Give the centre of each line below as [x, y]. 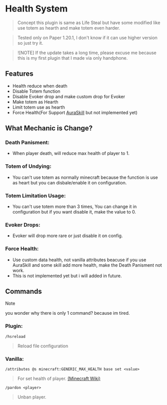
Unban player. [32, 397]
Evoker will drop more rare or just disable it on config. [67, 236]
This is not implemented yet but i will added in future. [67, 276]
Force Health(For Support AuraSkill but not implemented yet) [75, 112]
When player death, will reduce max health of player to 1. [71, 153]
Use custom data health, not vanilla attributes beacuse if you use [79, 260]
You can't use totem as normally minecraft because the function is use [85, 177]
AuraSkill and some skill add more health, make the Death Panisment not [87, 265]
